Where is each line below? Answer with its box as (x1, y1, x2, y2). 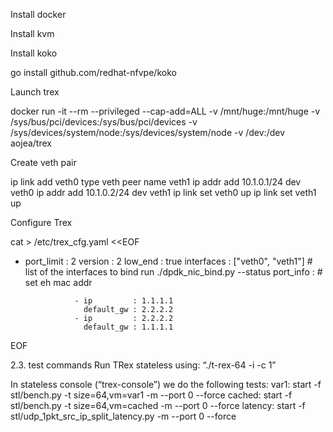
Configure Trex (10, 217, 73, 228)
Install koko (10, 47, 58, 59)
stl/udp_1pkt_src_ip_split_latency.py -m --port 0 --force (10, 410, 237, 422)
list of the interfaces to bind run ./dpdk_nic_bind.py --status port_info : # (24, 266, 323, 278)
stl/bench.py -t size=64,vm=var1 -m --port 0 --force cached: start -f (10, 389, 293, 401)
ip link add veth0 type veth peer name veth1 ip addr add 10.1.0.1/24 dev (10, 176, 302, 188)
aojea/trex (10, 137, 52, 149)
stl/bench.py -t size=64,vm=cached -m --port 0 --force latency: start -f (10, 400, 306, 411)
